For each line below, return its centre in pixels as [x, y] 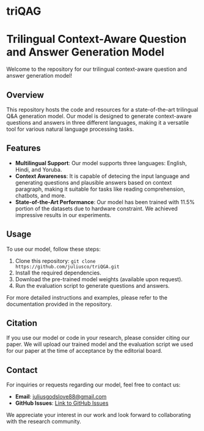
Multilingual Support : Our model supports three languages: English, [101, 163]
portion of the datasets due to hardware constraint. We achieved [97, 208]
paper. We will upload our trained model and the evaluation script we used [100, 344]
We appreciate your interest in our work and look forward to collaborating [99, 415]
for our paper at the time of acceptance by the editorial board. [85, 351]
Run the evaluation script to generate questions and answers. [92, 285]
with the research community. [44, 422]
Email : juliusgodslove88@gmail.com [61, 397]
